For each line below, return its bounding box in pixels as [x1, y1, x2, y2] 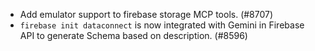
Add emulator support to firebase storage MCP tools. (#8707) [19, 9, 274, 20]
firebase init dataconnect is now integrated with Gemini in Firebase [19, 19, 305, 31]
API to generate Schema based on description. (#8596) [19, 30, 248, 41]
